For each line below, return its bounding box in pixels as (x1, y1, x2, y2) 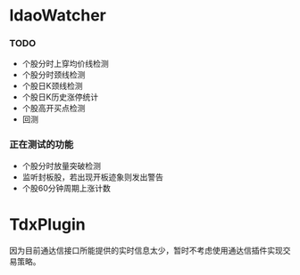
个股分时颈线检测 (21, 69, 86, 80)
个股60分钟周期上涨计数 (21, 182, 112, 193)
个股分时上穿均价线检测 (21, 59, 109, 69)
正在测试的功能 (9, 139, 74, 151)
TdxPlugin (9, 214, 87, 234)
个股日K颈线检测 (21, 81, 83, 92)
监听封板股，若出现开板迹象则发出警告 (21, 171, 163, 182)
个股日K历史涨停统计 (21, 92, 99, 102)
